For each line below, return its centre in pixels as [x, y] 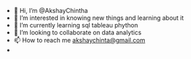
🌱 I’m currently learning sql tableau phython [76, 25]
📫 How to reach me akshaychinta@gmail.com [79, 40]
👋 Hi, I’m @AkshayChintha [51, 11]
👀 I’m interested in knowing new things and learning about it [99, 18]
